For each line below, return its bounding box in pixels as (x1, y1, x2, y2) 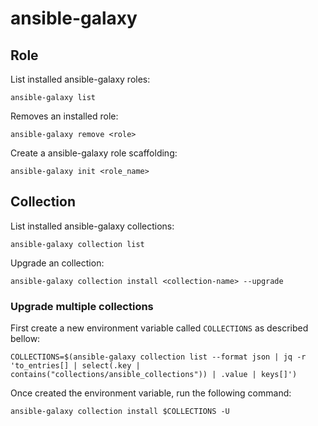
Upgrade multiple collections (10, 299, 154, 313)
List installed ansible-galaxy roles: (10, 73, 151, 85)
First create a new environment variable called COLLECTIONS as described (10, 322, 309, 334)
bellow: (10, 333, 41, 345)
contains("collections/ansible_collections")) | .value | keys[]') (10, 370, 298, 380)
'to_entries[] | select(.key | (10, 361, 141, 371)
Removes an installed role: (10, 110, 119, 122)
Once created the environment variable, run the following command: (10, 387, 292, 399)
